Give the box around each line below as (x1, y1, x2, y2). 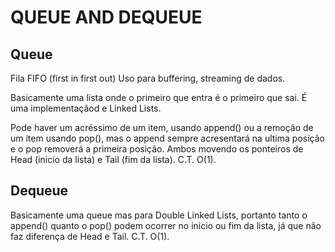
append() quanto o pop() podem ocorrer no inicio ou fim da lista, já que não (10, 219, 322, 231)
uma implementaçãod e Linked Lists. (10, 102, 162, 114)
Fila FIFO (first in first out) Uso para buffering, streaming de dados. (10, 72, 286, 84)
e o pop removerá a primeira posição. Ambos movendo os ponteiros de (10, 143, 304, 155)
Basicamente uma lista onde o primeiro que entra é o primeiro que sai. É (10, 92, 308, 103)
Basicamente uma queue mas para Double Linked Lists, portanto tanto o (10, 209, 308, 221)
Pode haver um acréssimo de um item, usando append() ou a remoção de (10, 122, 314, 133)
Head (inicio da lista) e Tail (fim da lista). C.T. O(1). (10, 154, 217, 165)
